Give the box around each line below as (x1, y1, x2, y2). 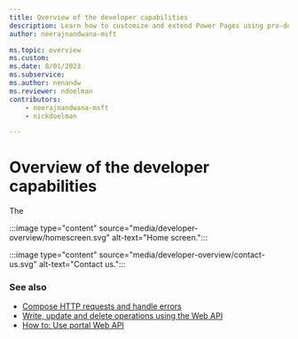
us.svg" (9, 259, 37, 270)
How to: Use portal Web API (21, 320, 124, 331)
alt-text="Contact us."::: (38, 259, 126, 270)
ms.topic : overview (9, 45, 82, 54)
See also (9, 281, 47, 294)
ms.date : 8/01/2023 (9, 62, 82, 71)
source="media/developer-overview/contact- (98, 249, 266, 260)
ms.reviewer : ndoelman (9, 86, 93, 96)
